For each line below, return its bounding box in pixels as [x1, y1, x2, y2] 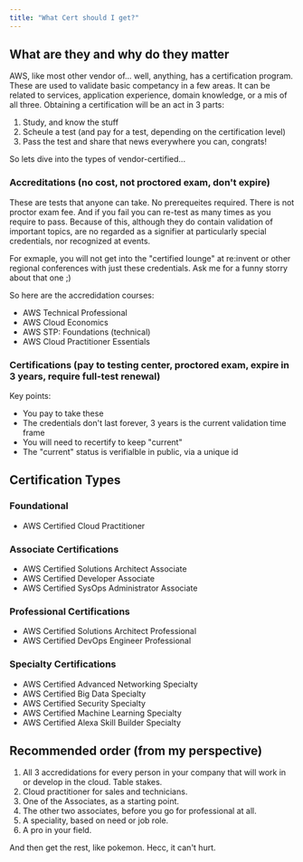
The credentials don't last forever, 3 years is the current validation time [22, 418, 287, 429]
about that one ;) [9, 272, 71, 283]
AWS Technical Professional [22, 307, 128, 317]
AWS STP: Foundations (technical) [22, 327, 151, 337]
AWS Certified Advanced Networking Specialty [22, 678, 199, 689]
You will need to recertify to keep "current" [22, 437, 183, 448]
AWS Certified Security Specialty [22, 697, 147, 708]
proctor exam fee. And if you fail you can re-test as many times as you [9, 206, 271, 217]
